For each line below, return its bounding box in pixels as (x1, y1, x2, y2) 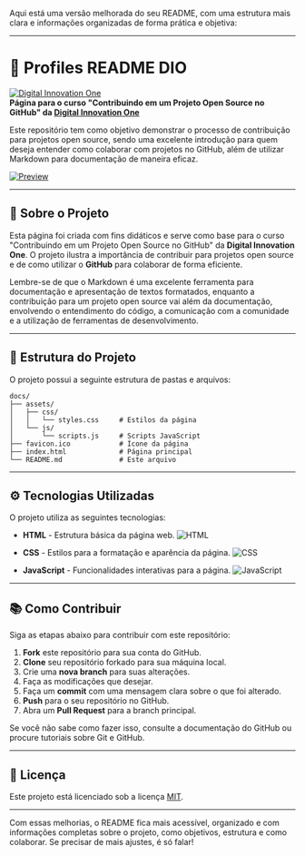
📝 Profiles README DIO (9, 58, 188, 78)
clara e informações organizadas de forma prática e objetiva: (9, 17, 238, 28)
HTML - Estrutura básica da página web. (22, 530, 175, 541)
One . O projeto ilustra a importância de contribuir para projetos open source (9, 249, 294, 260)
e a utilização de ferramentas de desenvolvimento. (9, 315, 199, 326)
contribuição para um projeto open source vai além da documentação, (9, 295, 273, 307)
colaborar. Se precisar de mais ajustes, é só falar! (9, 837, 194, 847)
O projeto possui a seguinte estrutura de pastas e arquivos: (9, 374, 231, 385)
